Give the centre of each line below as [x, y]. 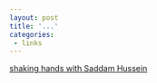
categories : [32, 34]
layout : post [34, 18]
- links [28, 43]
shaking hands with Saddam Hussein [78, 69]
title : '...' [34, 26]
